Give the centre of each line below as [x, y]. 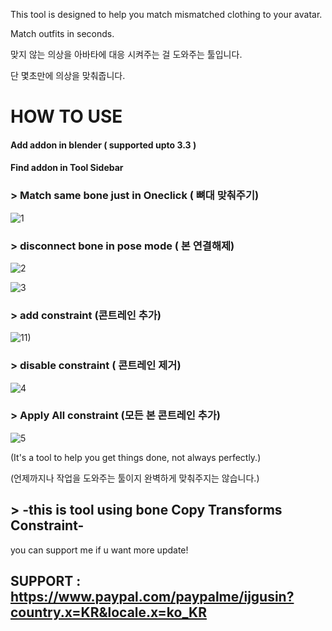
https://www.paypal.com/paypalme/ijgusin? [152, 597]
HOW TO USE [66, 116]
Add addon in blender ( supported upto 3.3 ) [103, 145]
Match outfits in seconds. [62, 33]
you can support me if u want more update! [99, 550]
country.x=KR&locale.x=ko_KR [108, 612]
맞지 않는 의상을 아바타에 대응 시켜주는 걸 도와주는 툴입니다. [126, 54]
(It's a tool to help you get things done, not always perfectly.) [136, 457]
